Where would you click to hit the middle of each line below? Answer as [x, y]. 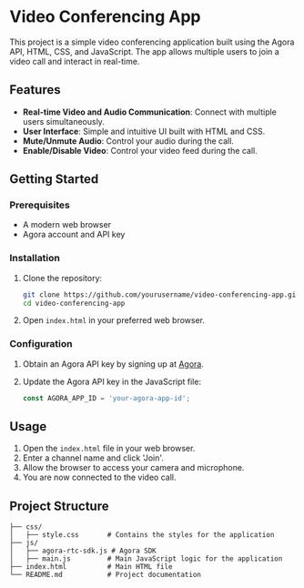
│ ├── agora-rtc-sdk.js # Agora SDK [83, 551]
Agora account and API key [74, 235]
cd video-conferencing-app [74, 303]
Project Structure [59, 506]
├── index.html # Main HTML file [91, 567]
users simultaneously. [63, 121]
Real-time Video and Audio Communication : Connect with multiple [150, 112]
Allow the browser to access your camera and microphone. [133, 468]
